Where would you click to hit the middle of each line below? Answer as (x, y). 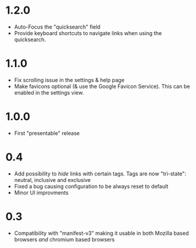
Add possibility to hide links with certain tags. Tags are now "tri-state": (100, 174)
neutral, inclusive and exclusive (52, 180)
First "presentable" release (47, 133)
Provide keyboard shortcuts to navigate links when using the (88, 33)
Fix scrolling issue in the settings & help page (69, 80)
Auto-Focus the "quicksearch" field (57, 27)
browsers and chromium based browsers (64, 239)
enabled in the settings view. (49, 92)
